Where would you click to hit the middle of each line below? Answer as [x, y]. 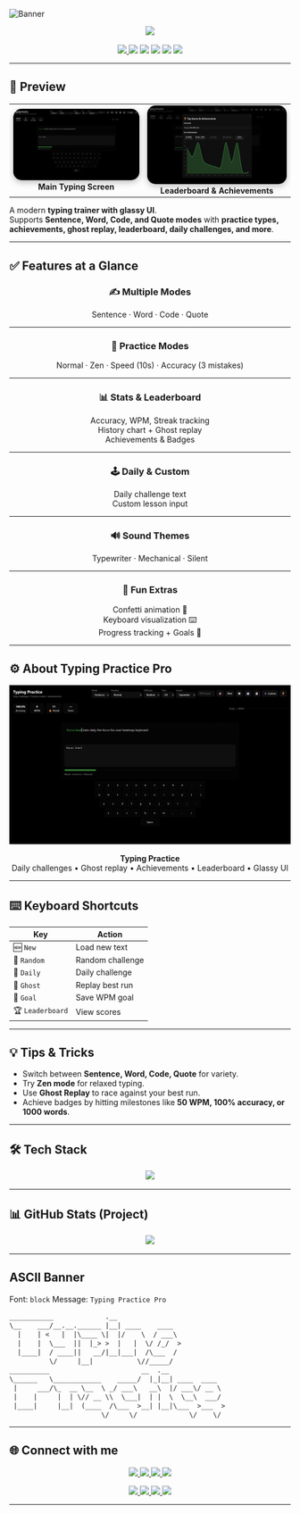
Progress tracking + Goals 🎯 [150, 632]
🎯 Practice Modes [150, 346]
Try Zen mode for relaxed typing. [83, 1084]
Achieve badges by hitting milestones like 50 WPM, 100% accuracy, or [154, 1102]
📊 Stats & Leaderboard [150, 397]
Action [110, 934]
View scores [98, 1011]
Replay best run [104, 985]
